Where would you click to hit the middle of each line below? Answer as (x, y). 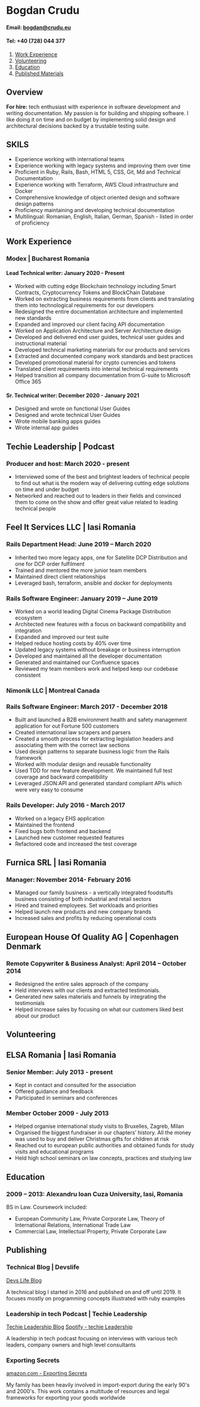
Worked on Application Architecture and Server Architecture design (98, 331)
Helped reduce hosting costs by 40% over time (73, 643)
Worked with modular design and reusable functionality (83, 764)
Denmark (24, 946)
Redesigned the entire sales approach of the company (81, 984)
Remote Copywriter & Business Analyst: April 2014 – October (96, 963)
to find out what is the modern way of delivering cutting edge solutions (102, 483)
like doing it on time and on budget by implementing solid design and (91, 119)
